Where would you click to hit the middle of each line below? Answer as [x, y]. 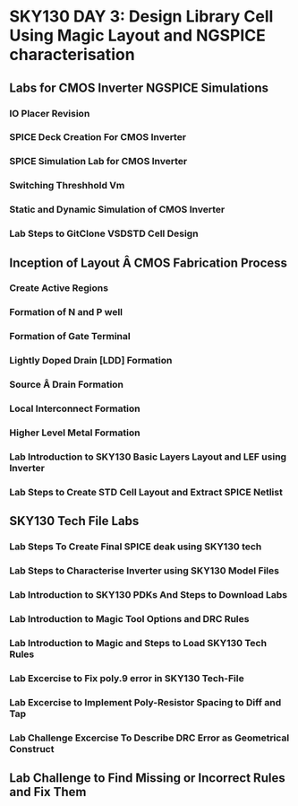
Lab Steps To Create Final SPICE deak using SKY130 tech [136, 547]
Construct [32, 749]
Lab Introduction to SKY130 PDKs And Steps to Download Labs [149, 594]
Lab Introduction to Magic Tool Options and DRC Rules [129, 618]
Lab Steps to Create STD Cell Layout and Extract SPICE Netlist [146, 492]
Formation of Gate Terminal [70, 337]
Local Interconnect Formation [75, 408]
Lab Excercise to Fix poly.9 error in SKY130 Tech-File [127, 678]
